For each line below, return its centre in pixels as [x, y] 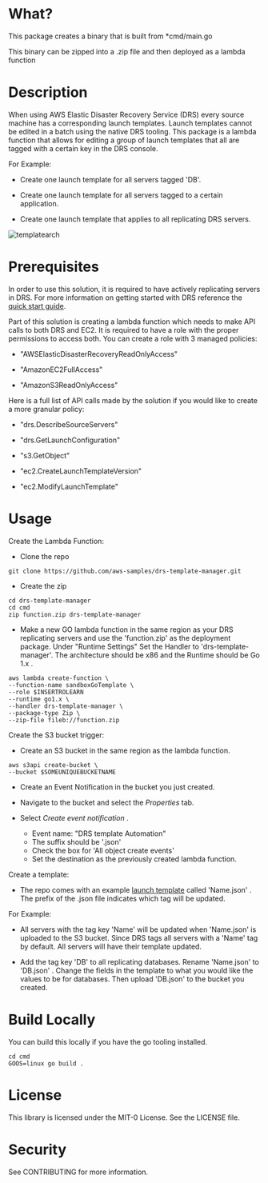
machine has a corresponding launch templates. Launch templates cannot [130, 123]
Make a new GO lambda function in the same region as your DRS [126, 629]
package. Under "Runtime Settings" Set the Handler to [110, 646]
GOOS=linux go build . [46, 1063]
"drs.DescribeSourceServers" [69, 424]
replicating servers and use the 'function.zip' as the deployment [125, 637]
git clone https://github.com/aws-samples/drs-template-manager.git [125, 571]
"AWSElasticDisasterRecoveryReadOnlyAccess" [99, 354]
